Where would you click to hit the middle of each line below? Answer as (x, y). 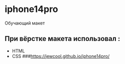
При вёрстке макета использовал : (62, 39)
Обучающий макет (25, 23)
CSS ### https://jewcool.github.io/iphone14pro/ (61, 56)
